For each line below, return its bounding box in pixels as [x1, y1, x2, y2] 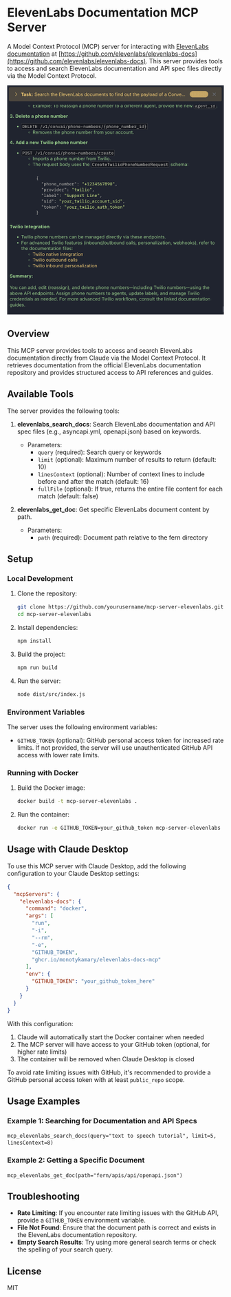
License [7, 1265, 42, 1277]
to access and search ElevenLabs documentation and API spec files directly [7, 64, 222, 72]
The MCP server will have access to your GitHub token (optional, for [16, 1040, 210, 1048]
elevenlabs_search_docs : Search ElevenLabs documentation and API [16, 420, 215, 428]
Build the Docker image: [16, 784, 86, 792]
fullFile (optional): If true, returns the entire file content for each [37, 484, 223, 493]
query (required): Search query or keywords [37, 448, 162, 456]
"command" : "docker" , [25, 905, 88, 912]
